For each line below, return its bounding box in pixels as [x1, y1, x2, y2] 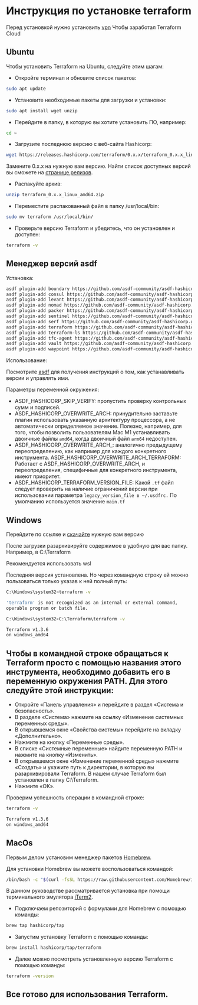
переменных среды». [14, 720, 70, 727]
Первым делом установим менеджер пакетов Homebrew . [6, 854, 152, 861]
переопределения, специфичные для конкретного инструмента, [14, 467, 178, 474]
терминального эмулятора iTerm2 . [6, 893, 93, 900]
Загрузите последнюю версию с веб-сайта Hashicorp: [14, 141, 152, 148]
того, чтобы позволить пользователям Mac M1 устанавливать [14, 429, 170, 436]
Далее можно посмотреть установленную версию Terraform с [14, 955, 173, 962]
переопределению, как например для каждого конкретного [14, 448, 167, 455]
